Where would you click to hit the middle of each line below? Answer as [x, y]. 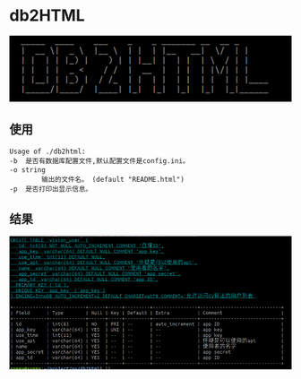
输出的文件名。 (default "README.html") [113, 180]
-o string [28, 170]
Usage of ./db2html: [48, 152]
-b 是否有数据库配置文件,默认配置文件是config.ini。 [99, 161]
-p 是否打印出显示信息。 [51, 189]
